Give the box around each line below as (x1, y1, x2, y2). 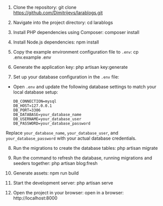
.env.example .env (13, 54, 52, 60)
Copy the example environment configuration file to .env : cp (13, 49, 139, 55)
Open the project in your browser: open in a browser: (13, 190, 124, 195)
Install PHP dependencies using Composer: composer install (13, 29, 140, 35)
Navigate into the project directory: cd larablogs (13, 20, 113, 25)
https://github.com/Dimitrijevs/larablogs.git (13, 10, 103, 16)
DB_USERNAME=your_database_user (13, 116, 81, 121)
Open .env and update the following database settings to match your (13, 84, 156, 90)
